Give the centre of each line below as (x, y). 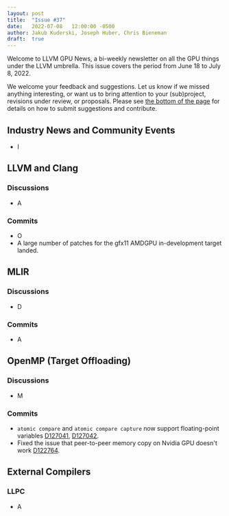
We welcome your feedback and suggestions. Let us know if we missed (108, 87)
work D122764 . (38, 450)
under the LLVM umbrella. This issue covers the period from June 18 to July (114, 66)
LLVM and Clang (43, 168)
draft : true (26, 39)
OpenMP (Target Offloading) (69, 361)
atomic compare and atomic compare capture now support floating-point (118, 428)
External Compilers (49, 472)
